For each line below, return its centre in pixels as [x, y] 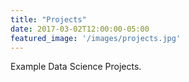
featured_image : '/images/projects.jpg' [96, 38]
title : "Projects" [48, 19]
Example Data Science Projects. [76, 67]
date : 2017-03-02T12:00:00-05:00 [80, 29]
